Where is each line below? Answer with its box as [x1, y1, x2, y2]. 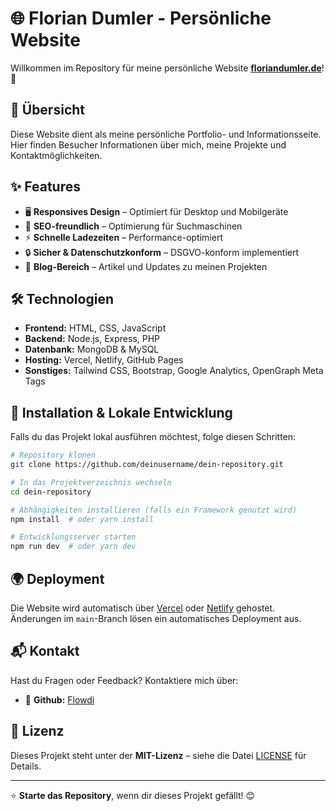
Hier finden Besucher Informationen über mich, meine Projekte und [10, 138, 287, 151]
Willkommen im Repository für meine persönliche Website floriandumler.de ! [10, 62, 325, 74]
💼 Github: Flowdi [24, 693, 95, 706]
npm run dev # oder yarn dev [10, 542, 137, 552]
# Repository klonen [10, 450, 97, 461]
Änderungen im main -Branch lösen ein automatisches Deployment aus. [10, 613, 302, 624]
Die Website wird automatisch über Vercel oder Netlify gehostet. [10, 602, 276, 614]
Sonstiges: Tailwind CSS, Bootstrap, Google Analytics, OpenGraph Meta [24, 365, 324, 377]
